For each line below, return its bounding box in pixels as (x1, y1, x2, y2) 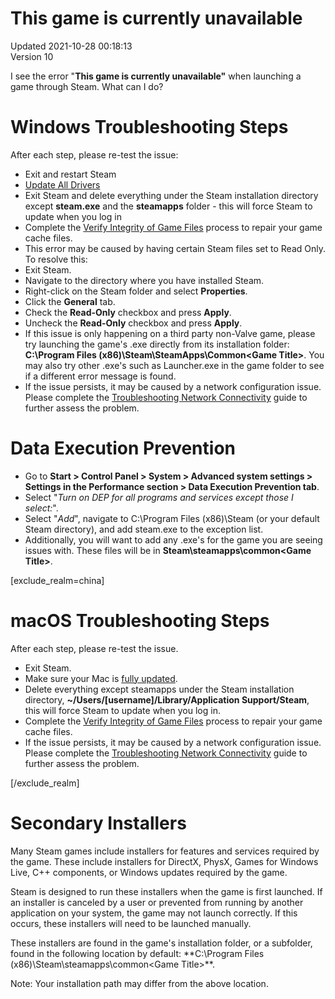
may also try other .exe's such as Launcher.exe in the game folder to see (24, 359, 325, 371)
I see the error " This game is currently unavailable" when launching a (10, 70, 302, 82)
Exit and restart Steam (24, 168, 117, 180)
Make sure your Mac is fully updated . (24, 672, 178, 684)
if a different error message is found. (24, 370, 177, 382)
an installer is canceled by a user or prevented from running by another (10, 896, 304, 908)
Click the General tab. (24, 295, 116, 307)
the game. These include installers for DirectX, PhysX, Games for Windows (10, 855, 319, 867)
